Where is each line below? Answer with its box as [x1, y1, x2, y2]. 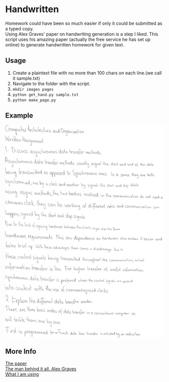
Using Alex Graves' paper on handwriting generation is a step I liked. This [5, 31, 158, 37]
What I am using [5, 371, 39, 377]
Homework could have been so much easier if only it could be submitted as [5, 20, 163, 26]
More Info [5, 347, 36, 356]
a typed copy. [5, 25, 34, 31]
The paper [5, 360, 27, 367]
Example [5, 111, 33, 120]
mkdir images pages [12, 87, 54, 92]
